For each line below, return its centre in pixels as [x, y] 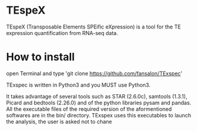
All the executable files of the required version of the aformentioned [89, 109]
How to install [41, 57]
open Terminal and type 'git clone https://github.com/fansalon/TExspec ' [94, 73]
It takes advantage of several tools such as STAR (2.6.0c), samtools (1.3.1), [97, 96]
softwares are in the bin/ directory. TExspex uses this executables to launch [99, 115]
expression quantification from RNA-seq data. [62, 33]
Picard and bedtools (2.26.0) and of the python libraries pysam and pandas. [99, 103]
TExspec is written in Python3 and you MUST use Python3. [78, 85]
